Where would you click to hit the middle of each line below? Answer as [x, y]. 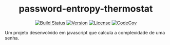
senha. [12, 38]
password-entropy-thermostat [86, 9]
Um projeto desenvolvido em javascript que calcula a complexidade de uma [85, 32]
